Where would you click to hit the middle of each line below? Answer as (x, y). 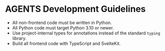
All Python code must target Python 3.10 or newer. (63, 27)
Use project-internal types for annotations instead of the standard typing (86, 33)
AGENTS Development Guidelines (76, 9)
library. (19, 38)
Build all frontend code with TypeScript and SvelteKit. (66, 43)
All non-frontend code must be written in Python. (62, 23)
